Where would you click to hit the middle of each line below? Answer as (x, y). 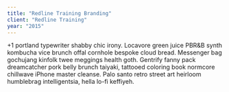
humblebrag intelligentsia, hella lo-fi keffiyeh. (71, 82)
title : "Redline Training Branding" (59, 13)
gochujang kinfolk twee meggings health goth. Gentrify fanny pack (101, 60)
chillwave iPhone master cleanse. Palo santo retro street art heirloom (104, 74)
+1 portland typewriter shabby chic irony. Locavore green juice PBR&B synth (115, 46)
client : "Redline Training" (47, 20)
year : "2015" (26, 26)
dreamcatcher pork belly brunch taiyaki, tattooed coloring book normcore (111, 67)
